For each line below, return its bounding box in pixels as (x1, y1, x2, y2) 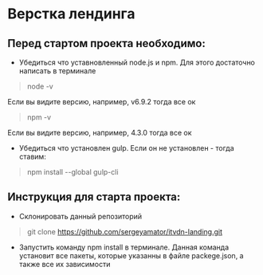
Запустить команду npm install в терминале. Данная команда (18, 242, 230, 252)
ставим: (18, 152, 47, 161)
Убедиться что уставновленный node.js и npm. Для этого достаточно (18, 57, 256, 67)
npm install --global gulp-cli (26, 167, 119, 176)
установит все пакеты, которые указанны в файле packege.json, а (18, 250, 244, 260)
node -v (26, 81, 53, 91)
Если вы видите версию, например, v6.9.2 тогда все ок (7, 97, 196, 106)
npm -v (26, 112, 52, 122)
